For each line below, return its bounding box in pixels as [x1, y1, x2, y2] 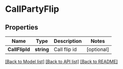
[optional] [86, 46, 109, 53]
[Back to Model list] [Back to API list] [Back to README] [5, 59, 118, 65]
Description [54, 38, 82, 44]
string [34, 46, 49, 53]
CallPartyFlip [5, 3, 60, 15]
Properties [5, 23, 38, 32]
